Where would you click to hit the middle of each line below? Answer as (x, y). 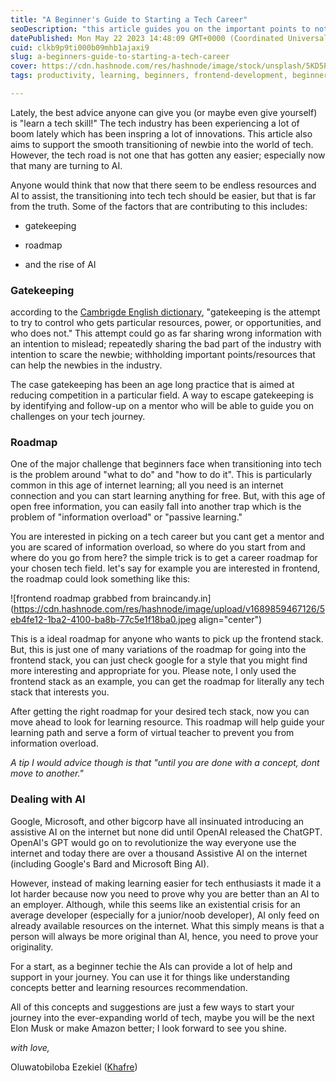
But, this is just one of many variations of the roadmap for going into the (158, 650)
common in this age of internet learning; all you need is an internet (147, 485)
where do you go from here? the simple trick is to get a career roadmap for (164, 558)
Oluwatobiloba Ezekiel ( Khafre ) (74, 1067)
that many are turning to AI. (66, 165)
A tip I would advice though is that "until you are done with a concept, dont (165, 763)
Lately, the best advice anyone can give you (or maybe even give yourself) (164, 112)
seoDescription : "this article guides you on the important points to (160, 29)
